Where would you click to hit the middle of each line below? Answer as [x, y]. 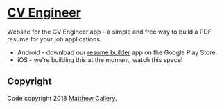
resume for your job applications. [54, 39]
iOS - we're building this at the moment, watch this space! [100, 59]
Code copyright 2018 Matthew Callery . [62, 98]
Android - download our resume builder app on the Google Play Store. [117, 52]
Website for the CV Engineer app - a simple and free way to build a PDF [110, 32]
